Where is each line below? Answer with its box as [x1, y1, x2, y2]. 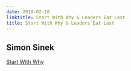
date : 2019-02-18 [6, 8, 50, 15]
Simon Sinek [6, 42, 54, 52]
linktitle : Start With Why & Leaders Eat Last [6, 14, 126, 20]
